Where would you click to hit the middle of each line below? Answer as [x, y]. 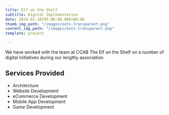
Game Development [33, 107]
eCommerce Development [40, 96]
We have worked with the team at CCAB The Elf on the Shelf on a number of [85, 52]
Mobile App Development [39, 101]
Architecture [26, 85]
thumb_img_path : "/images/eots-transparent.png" [57, 24]
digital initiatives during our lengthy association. [55, 57]
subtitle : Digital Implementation [42, 15]
